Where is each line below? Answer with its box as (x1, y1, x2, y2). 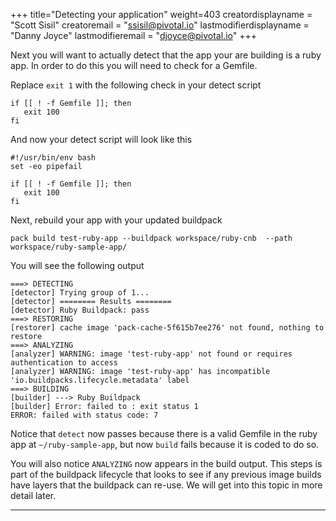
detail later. (10, 490, 57, 501)
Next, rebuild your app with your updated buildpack (10, 214, 223, 226)
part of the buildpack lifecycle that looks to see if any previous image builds (10, 469, 322, 480)
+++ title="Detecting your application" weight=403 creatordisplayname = (10, 9, 313, 20)
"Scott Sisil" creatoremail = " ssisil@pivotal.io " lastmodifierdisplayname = (10, 19, 310, 31)
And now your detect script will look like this (10, 134, 193, 145)
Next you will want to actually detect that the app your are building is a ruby (10, 49, 322, 61)
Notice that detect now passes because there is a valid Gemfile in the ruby (10, 428, 318, 439)
